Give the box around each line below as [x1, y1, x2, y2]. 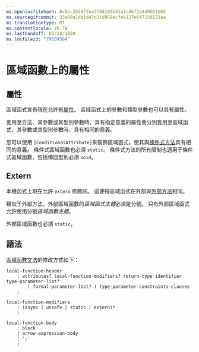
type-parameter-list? [6, 278, 60, 284]
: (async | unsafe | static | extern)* [17, 304, 116, 310]
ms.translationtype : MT [6, 20, 65, 26]
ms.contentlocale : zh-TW [6, 25, 68, 31]
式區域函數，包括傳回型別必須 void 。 [6, 154, 97, 160]
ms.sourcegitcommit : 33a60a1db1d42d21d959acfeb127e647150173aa [6, 14, 166, 20]
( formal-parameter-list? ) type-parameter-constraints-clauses [27, 283, 190, 290]
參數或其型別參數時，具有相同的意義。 [21, 126, 116, 133]
